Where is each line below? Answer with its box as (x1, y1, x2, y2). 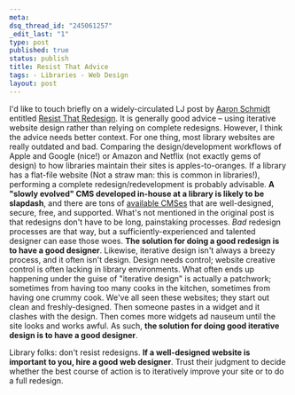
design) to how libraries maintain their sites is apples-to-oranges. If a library (9, 160, 286, 170)
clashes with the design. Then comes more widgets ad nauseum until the (9, 311, 276, 321)
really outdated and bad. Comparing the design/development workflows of (9, 141, 282, 152)
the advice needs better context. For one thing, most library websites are (9, 131, 276, 142)
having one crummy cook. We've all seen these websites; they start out (9, 292, 270, 303)
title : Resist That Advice (9, 63, 109, 72)
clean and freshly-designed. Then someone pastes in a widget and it (9, 301, 260, 312)
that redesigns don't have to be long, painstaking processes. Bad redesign (9, 217, 282, 227)
